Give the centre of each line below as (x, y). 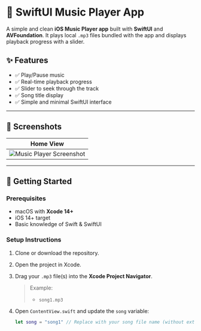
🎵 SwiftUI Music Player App (75, 12)
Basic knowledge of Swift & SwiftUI (58, 224)
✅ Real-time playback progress (54, 82)
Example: (41, 288)
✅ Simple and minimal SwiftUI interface (63, 102)
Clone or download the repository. (57, 253)
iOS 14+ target (33, 218)
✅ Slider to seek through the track (57, 88)
